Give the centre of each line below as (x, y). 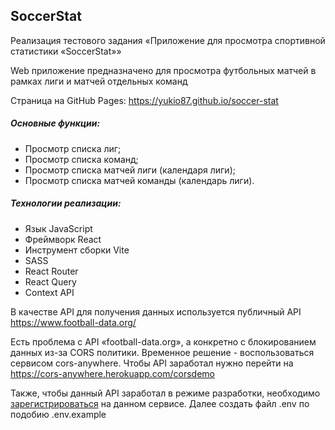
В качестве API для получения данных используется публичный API (156, 311)
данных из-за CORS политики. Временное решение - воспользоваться (162, 352)
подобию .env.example (58, 414)
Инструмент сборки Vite (77, 250)
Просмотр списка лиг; (73, 148)
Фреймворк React (63, 239)
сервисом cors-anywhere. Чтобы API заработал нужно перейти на (152, 363)
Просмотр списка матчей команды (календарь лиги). (139, 180)
